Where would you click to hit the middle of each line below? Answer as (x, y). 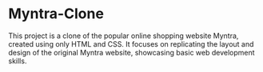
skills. (18, 61)
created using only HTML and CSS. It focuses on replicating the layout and (131, 44)
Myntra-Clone (56, 14)
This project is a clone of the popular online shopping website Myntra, (124, 36)
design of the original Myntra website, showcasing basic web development (131, 52)
